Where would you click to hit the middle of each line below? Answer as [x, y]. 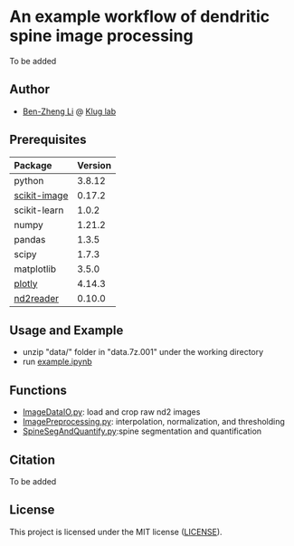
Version [94, 165]
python [29, 180]
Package [33, 165]
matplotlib [35, 269]
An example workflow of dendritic [140, 17]
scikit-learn [39, 210]
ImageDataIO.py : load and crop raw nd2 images [111, 412]
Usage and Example [66, 330]
